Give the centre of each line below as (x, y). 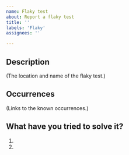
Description (28, 62)
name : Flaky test (27, 11)
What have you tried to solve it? (65, 127)
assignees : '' (23, 33)
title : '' (18, 22)
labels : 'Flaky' (26, 28)
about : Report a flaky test (40, 17)
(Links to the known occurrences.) (47, 108)
